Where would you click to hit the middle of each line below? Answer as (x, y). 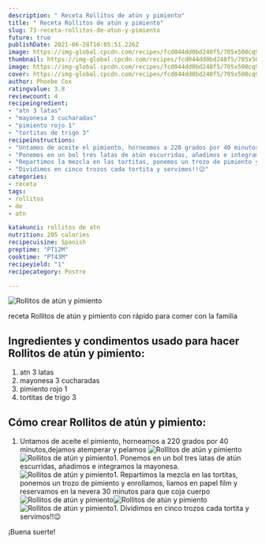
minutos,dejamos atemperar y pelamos (83, 449)
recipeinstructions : (42, 140)
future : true (30, 37)
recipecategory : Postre (47, 272)
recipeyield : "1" (37, 264)
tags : (17, 191)
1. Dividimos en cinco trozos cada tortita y (181, 508)
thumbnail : (26, 60)
